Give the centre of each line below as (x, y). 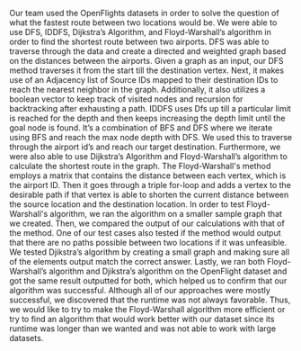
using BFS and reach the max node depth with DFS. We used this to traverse (151, 137)
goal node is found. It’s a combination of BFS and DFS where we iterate (141, 128)
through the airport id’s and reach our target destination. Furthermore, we (145, 147)
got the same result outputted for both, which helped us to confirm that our (148, 281)
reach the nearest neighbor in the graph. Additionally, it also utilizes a (137, 90)
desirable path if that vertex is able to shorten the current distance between (149, 194)
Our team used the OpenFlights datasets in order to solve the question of (145, 13)
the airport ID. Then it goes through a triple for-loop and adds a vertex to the (150, 185)
